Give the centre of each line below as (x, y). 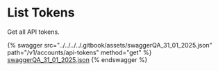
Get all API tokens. (34, 32)
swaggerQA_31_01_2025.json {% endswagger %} (77, 59)
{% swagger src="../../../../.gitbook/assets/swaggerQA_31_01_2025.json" (110, 45)
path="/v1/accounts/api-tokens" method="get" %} (79, 52)
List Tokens (41, 13)
